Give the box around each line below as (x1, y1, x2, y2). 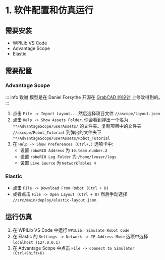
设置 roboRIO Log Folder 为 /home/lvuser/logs (20, 153, 117, 160)
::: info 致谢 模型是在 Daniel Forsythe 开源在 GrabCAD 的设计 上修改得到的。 (5, 94, 163, 100)
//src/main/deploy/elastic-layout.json (12, 197, 97, 202)
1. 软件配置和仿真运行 (5, 5, 94, 16)
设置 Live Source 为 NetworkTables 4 (20, 160, 96, 166)
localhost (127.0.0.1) (12, 240, 61, 245)
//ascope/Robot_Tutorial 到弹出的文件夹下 (12, 129, 102, 135)
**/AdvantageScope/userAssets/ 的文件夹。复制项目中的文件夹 (12, 123, 142, 129)
